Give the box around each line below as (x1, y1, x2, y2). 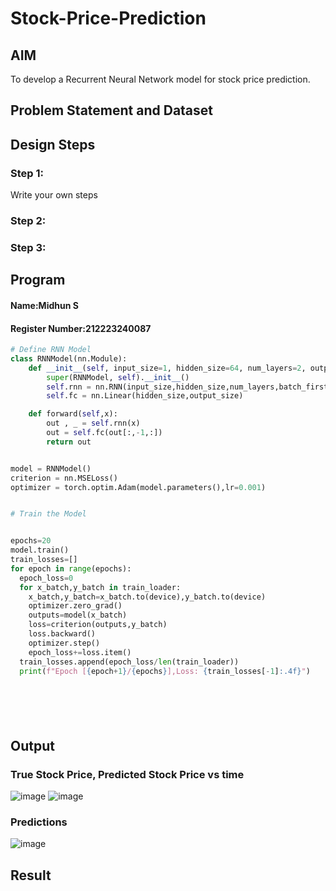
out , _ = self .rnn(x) (46, 418, 141, 429)
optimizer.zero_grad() (28, 601, 123, 611)
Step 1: (10, 166, 44, 180)
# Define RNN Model (10, 345, 92, 355)
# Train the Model (10, 509, 87, 519)
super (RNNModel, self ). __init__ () (46, 372, 190, 382)
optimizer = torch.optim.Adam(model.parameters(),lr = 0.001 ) (10, 482, 267, 492)
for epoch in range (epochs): (10, 563, 132, 574)
